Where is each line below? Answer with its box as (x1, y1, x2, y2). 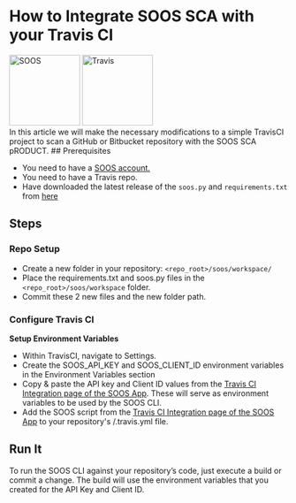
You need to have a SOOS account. (21, 162, 150, 173)
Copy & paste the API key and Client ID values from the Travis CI (21, 378, 257, 389)
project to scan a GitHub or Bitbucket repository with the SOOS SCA (9, 135, 257, 147)
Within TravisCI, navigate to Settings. (21, 350, 157, 361)
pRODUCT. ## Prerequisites (9, 145, 111, 156)
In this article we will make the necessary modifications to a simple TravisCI (9, 126, 285, 137)
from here (21, 190, 59, 201)
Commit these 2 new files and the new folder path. (21, 291, 207, 301)
